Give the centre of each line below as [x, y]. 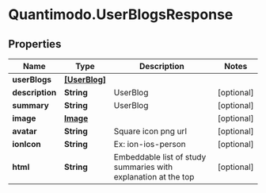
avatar [25, 131]
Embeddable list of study [160, 157]
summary [30, 105]
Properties [35, 44]
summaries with [143, 167]
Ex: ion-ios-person [150, 144]
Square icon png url [150, 131]
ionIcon [27, 144]
